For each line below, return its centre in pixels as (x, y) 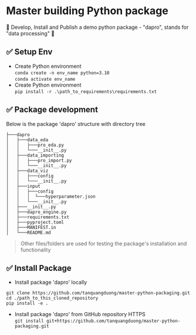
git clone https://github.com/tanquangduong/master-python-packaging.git (98, 293)
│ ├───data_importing (35, 155)
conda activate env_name (45, 79)
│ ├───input (23, 186)
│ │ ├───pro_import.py (39, 160)
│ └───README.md (28, 233)
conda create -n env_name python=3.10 (62, 73)
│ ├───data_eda (27, 140)
